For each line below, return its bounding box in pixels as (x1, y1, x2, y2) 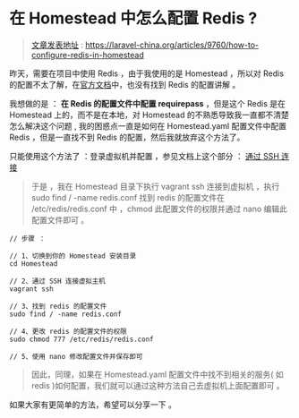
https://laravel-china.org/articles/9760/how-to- (84, 39, 260, 50)
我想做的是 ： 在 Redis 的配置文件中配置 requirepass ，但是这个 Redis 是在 (9, 98, 286, 108)
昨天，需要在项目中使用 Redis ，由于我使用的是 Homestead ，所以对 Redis (9, 68, 285, 79)
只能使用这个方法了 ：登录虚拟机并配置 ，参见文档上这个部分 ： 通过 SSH (9, 150, 280, 161)
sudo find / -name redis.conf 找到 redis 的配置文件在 (30, 192, 226, 202)
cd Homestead (9, 259, 58, 269)
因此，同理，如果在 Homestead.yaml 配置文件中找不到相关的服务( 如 (30, 369, 284, 380)
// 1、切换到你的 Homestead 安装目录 (9, 252, 137, 260)
